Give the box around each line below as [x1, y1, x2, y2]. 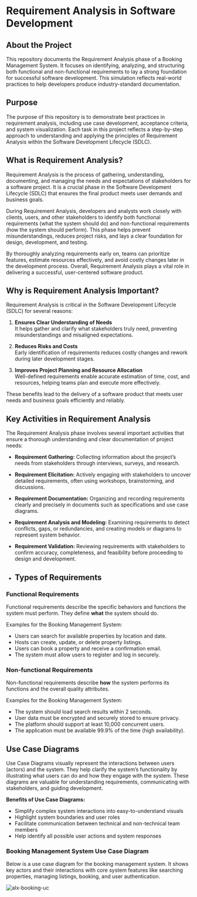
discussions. [14, 483, 45, 491]
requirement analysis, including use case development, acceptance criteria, [6, 119, 189, 126]
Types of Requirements [14, 572, 102, 582]
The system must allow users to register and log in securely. [14, 651, 160, 658]
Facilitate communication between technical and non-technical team [14, 820, 181, 827]
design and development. [14, 555, 76, 562]
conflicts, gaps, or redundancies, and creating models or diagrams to [14, 525, 182, 532]
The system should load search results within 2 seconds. [14, 708, 152, 715]
